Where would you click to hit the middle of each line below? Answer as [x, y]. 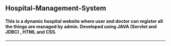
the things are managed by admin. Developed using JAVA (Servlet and [81, 26]
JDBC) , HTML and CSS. [31, 32]
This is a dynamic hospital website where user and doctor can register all [84, 21]
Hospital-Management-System [56, 8]
